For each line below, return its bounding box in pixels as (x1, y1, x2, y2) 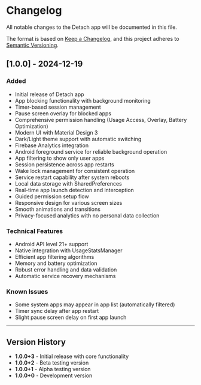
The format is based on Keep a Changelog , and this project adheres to (6, 35, 179, 42)
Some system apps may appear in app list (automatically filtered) (14, 301, 175, 308)
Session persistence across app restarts (14, 160, 115, 168)
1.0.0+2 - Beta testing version (14, 359, 89, 366)
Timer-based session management (14, 103, 102, 111)
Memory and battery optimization (14, 259, 98, 267)
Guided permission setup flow (14, 193, 89, 200)
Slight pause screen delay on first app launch (14, 314, 127, 321)
